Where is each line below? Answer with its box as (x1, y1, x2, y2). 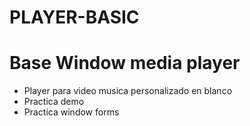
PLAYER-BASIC (9, 6, 140, 29)
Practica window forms (23, 106, 120, 118)
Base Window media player (9, 52, 241, 75)
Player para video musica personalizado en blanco (23, 85, 233, 97)
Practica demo (23, 96, 85, 108)
